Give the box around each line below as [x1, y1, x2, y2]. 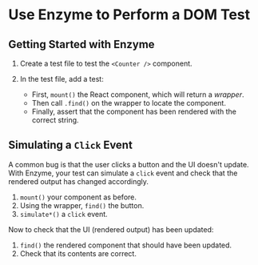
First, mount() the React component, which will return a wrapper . [31, 90, 244, 99]
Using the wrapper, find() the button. [19, 200, 145, 210]
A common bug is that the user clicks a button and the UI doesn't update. [8, 159, 249, 169]
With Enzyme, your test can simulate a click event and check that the [8, 168, 238, 178]
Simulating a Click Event [8, 139, 133, 152]
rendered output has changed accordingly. [8, 176, 149, 186]
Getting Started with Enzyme [8, 38, 155, 51]
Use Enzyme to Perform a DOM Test [8, 6, 251, 24]
